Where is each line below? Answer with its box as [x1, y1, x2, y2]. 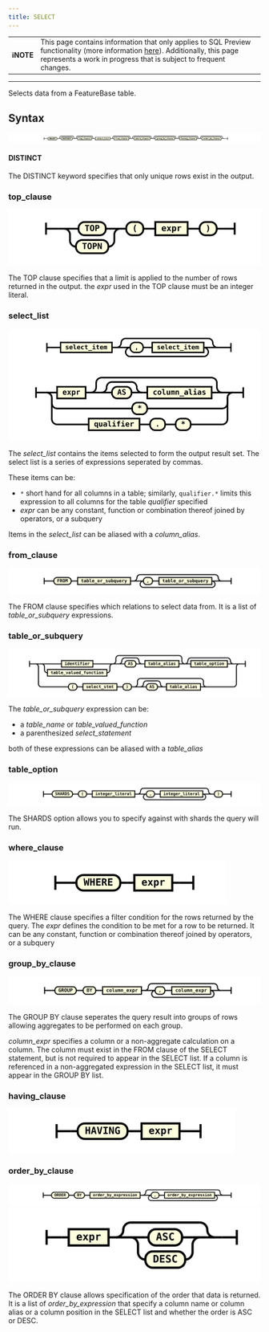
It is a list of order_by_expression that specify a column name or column [8, 1299, 245, 1309]
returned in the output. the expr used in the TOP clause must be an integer [8, 282, 254, 291]
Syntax [8, 112, 45, 125]
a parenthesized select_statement [19, 727, 132, 738]
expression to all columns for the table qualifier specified [19, 496, 208, 506]
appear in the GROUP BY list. [8, 1070, 104, 1080]
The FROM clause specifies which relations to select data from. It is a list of [8, 602, 257, 612]
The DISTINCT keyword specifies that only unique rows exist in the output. [8, 171, 255, 181]
